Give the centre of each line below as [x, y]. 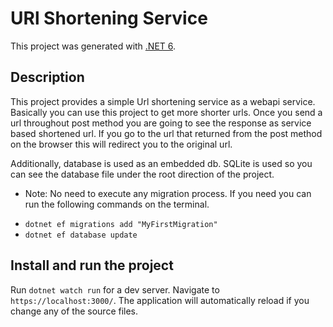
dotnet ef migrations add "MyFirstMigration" [121, 224]
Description [47, 77]
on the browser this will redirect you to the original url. [121, 144]
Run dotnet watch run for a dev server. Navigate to [115, 289]
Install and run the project [92, 265]
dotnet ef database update [81, 235]
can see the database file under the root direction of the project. [142, 174]
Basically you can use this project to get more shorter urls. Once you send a [166, 112]
